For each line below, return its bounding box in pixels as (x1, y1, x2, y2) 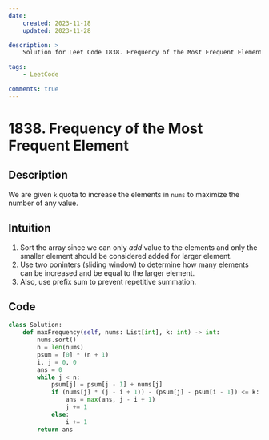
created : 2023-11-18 (22, 19, 91, 27)
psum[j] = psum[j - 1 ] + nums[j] (50, 381, 163, 389)
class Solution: (8, 321, 62, 329)
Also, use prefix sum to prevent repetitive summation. (19, 277, 197, 286)
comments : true (8, 85, 59, 93)
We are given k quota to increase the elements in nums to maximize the (8, 189, 240, 199)
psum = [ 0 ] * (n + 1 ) (37, 350, 110, 359)
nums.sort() (37, 336, 78, 345)
